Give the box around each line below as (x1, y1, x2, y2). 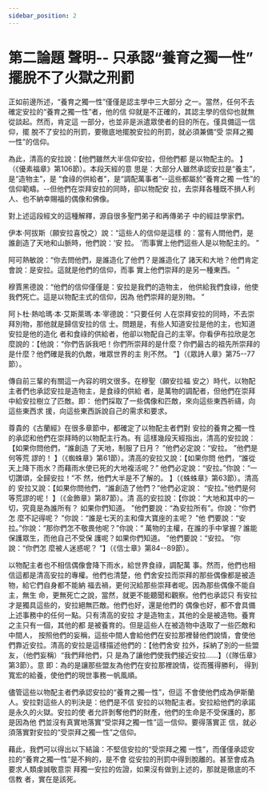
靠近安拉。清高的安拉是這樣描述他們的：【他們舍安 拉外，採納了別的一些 (14, 640, 252, 649)
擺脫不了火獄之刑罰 (8, 69, 135, 86)
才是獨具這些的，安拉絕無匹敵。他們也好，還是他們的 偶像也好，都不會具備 (8, 600, 256, 609)
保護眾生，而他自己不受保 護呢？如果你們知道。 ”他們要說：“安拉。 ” (8, 533, 234, 543)
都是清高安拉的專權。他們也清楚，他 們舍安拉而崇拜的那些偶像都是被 (22, 570, 249, 580)
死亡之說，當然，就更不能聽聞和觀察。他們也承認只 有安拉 (66, 590, 258, 600)
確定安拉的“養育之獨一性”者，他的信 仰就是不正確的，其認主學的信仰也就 (8, 106, 248, 116)
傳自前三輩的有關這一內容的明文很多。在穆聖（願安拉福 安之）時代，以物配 (8, 375, 256, 385)
